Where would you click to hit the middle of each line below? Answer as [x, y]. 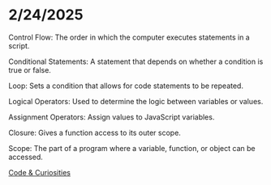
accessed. [26, 157]
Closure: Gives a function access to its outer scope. [95, 132]
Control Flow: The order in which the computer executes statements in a [129, 37]
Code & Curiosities [40, 172]
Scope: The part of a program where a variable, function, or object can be [132, 148]
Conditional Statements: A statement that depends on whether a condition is [136, 61]
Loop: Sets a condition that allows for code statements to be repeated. [126, 86]
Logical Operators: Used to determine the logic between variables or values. [136, 101]
